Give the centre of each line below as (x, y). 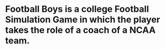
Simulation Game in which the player (83, 20)
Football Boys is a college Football (77, 9)
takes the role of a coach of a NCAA (80, 30)
